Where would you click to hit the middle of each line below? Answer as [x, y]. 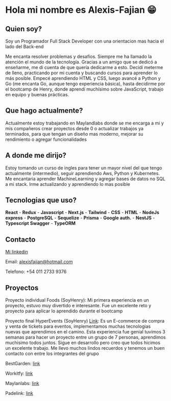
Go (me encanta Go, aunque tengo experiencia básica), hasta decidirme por [85, 84]
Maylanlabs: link [22, 384]
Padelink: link [19, 393]
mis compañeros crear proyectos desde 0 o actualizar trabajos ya [75, 128]
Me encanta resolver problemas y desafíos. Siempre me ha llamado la [79, 56]
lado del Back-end [25, 47]
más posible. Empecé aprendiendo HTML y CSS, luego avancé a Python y [83, 78]
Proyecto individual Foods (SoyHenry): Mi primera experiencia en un [77, 300]
